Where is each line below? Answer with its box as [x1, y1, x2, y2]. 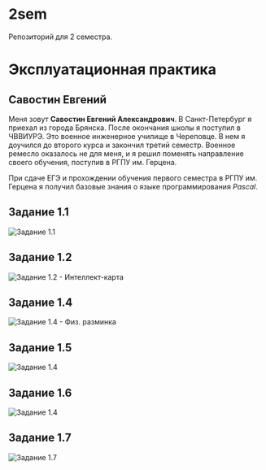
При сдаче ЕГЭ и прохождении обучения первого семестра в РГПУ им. [8, 172, 258, 183]
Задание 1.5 [8, 341, 72, 355]
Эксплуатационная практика [8, 60, 217, 79]
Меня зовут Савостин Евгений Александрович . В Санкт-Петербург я [8, 114, 252, 124]
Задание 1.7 [8, 431, 72, 445]
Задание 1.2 [8, 250, 72, 264]
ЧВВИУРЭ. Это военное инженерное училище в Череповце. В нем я [8, 131, 246, 141]
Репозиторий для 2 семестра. [8, 32, 112, 41]
